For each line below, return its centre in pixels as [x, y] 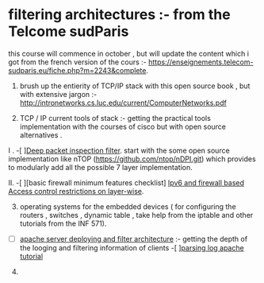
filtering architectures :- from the [120, 15]
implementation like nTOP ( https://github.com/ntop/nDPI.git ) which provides [132, 159]
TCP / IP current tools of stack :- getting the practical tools [115, 118]
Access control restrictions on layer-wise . [76, 191]
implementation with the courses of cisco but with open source [123, 126]
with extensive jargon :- [58, 94]
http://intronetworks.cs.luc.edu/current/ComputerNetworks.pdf [123, 103]
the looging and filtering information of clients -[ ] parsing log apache [132, 248]
